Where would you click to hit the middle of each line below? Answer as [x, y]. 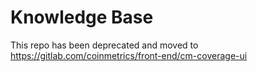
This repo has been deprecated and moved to [104, 45]
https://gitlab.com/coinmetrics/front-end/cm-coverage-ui [129, 55]
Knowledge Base [82, 17]
